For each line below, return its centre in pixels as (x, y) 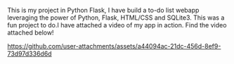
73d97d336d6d (30, 53)
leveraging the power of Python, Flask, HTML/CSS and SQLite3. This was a (116, 18)
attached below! (31, 32)
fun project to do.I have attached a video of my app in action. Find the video (117, 25)
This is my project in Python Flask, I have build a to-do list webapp (103, 10)
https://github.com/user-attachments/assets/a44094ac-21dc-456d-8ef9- (114, 46)
